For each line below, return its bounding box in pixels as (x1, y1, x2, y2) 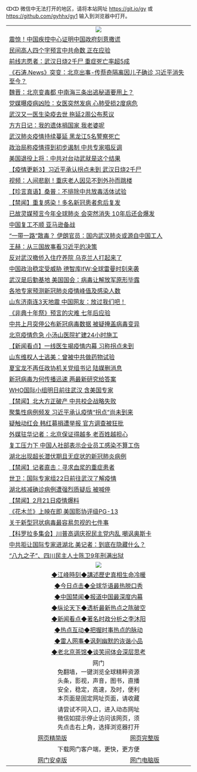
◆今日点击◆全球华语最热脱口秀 (54, 582, 143, 590)
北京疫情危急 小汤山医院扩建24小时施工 (9, 331, 118, 339)
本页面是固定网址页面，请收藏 (57, 694, 140, 702)
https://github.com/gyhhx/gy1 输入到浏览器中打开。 (6, 12, 131, 19)
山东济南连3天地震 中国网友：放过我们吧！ (9, 298, 126, 306)
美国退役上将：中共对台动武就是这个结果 (9, 155, 121, 162)
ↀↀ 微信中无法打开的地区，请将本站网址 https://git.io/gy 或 (6, 5, 154, 12)
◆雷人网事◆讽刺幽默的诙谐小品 (54, 637, 143, 645)
